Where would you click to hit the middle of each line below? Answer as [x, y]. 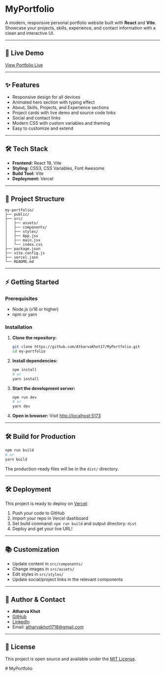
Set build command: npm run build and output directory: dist [74, 524]
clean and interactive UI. [30, 33]
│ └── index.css [24, 245]
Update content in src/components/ [47, 564]
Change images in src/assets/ [43, 569]
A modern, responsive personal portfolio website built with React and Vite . [81, 23]
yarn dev [21, 406]
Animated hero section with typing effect [53, 102]
